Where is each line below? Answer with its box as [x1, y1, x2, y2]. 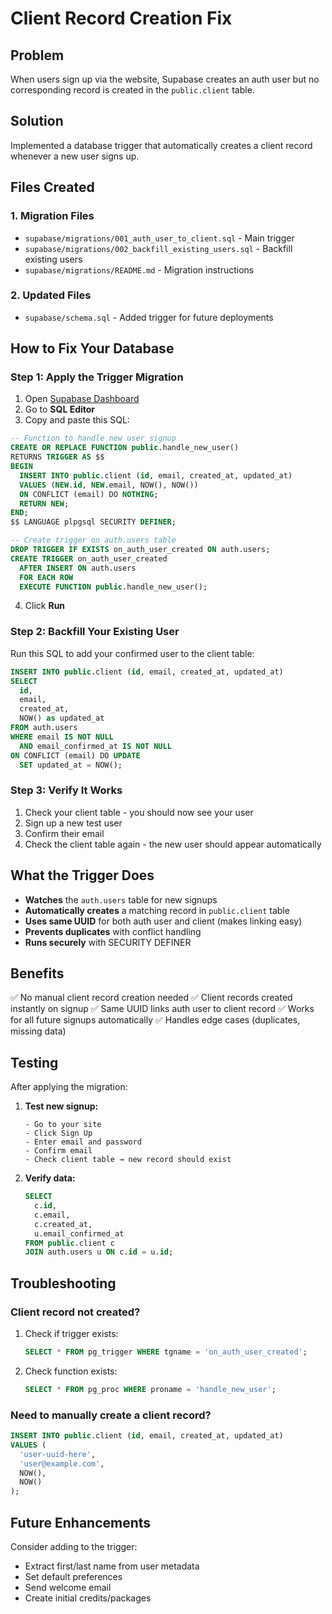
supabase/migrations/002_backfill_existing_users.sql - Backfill [24, 242, 293, 254]
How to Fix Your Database [10, 340, 175, 357]
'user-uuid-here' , [19, 1449, 97, 1459]
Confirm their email [24, 827, 105, 839]
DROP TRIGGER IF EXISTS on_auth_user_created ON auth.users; [10, 545, 271, 555]
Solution [10, 113, 64, 130]
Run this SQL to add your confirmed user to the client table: [10, 647, 255, 659]
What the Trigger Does [10, 867, 155, 884]
